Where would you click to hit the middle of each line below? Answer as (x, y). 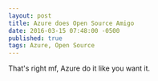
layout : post (30, 16)
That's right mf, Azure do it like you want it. (79, 68)
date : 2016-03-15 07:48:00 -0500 (64, 30)
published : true (35, 38)
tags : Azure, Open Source (51, 46)
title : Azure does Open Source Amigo (71, 23)
